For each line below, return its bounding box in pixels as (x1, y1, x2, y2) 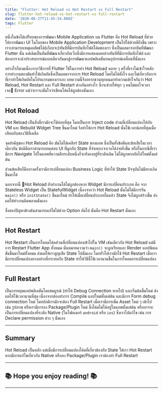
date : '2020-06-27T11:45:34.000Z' (5, 16, 75, 21)
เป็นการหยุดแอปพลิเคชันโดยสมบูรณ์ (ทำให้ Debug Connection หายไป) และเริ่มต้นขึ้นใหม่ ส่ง (5, 287, 158, 293)
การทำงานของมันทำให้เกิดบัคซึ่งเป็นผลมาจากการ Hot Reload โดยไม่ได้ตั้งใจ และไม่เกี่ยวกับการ (5, 71, 157, 77)
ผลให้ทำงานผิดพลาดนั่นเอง (5, 198, 48, 204)
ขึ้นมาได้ (5, 172, 18, 178)
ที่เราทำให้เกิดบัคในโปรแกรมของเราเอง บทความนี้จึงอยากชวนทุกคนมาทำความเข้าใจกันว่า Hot (5, 76, 152, 83)
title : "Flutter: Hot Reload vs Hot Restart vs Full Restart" (5, 7, 133, 12)
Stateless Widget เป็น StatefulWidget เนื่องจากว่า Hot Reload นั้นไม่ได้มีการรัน (5, 187, 146, 193)
